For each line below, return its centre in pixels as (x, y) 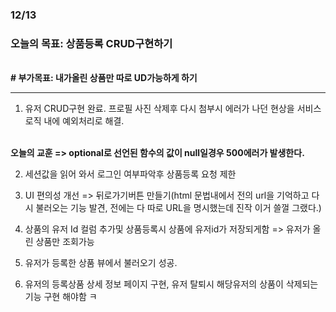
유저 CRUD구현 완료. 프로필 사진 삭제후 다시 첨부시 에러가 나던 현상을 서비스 (173, 109)
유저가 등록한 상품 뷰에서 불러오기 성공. (101, 263)
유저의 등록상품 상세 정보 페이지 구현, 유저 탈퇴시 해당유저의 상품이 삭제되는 (171, 284)
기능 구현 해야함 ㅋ (61, 297)
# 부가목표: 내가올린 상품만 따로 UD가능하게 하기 (104, 78)
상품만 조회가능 (65, 242)
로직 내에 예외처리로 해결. (74, 121)
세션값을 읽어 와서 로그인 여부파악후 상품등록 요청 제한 (130, 174)
